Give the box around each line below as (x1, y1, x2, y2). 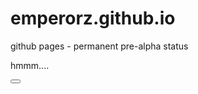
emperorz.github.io (10, 7, 176, 30)
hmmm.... (10, 59, 50, 71)
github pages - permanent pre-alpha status (10, 40, 189, 52)
